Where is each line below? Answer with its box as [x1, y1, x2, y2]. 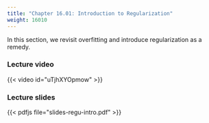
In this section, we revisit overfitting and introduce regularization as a [7, 35, 202, 43]
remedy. [7, 43, 31, 51]
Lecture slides [7, 92, 56, 102]
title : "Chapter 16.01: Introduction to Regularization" [7, 10, 173, 17]
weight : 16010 [7, 16, 48, 23]
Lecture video [7, 60, 55, 69]
